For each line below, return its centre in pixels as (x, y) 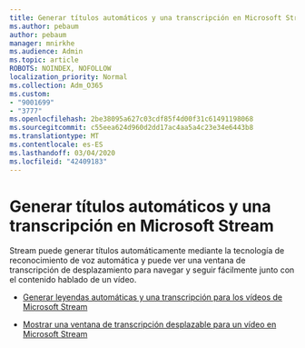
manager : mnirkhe (42, 43)
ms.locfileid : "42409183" (58, 161)
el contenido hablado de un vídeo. (73, 280)
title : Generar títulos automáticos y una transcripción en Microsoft (146, 18)
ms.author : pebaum (44, 26)
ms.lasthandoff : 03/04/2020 (63, 153)
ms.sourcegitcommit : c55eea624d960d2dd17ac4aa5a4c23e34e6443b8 (132, 128)
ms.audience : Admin (46, 52)
